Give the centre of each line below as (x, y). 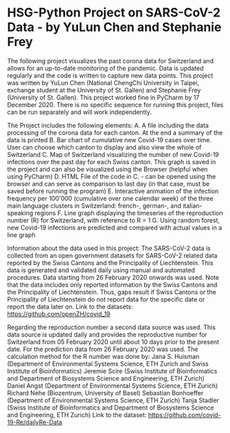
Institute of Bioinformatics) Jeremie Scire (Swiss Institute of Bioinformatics (112, 371)
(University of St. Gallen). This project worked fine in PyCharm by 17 (103, 97)
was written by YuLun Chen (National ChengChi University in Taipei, (103, 82)
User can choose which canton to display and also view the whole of (104, 147)
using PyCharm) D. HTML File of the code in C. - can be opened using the (112, 176)
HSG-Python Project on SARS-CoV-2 (114, 13)
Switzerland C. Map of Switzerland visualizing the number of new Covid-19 (113, 154)
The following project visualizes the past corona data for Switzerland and (111, 60)
